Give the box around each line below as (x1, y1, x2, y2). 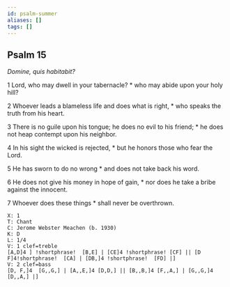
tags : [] (7, 23, 33, 30)
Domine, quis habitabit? (7, 68, 75, 76)
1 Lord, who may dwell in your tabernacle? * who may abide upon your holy (7, 81, 223, 89)
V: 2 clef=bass (7, 261, 52, 268)
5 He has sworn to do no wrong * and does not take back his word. (7, 164, 200, 173)
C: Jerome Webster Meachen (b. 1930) (7, 224, 117, 232)
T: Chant (7, 219, 33, 226)
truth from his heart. (7, 109, 65, 118)
